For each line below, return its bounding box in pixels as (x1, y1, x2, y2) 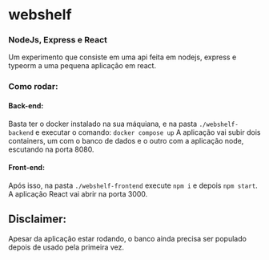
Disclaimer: (8, 213, 66, 226)
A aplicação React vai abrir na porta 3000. (8, 189, 148, 198)
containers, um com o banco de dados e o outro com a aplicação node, (8, 136, 244, 145)
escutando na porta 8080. (8, 144, 94, 154)
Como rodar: (8, 81, 58, 92)
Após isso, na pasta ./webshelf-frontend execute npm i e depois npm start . (8, 181, 258, 190)
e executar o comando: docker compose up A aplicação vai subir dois (35, 127, 261, 137)
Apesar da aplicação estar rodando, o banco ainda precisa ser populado (8, 234, 247, 243)
